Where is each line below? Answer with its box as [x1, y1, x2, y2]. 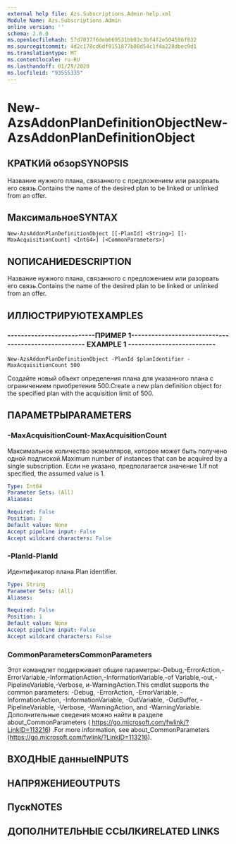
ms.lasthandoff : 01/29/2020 [7, 63, 90, 70]
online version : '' [7, 23, 65, 30]
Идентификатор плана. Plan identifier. [7, 567, 118, 576]
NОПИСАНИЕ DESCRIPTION [7, 255, 132, 268]
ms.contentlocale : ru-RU [7, 56, 80, 63]
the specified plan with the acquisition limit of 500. [7, 389, 154, 397]
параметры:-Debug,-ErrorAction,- [124, 666, 225, 674]
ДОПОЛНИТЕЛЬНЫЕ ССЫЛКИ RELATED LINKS [7, 825, 220, 837]
